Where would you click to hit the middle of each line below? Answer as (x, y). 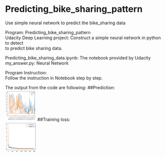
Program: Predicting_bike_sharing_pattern (48, 32)
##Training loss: (54, 119)
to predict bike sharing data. (34, 48)
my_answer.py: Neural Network (37, 63)
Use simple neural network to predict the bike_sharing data (65, 23)
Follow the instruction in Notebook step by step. (54, 78)
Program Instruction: (26, 72)
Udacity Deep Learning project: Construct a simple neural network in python (83, 38)
